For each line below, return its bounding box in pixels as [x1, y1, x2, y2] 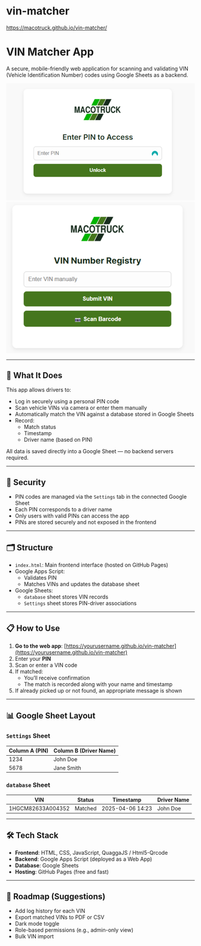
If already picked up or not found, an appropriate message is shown [14, 687, 182, 694]
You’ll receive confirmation [23, 674, 90, 681]
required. [6, 454, 29, 462]
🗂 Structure [6, 542, 53, 553]
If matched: [14, 667, 44, 675]
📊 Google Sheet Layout [6, 711, 96, 721]
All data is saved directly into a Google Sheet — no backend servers [6, 448, 173, 455]
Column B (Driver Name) [53, 747, 116, 754]
